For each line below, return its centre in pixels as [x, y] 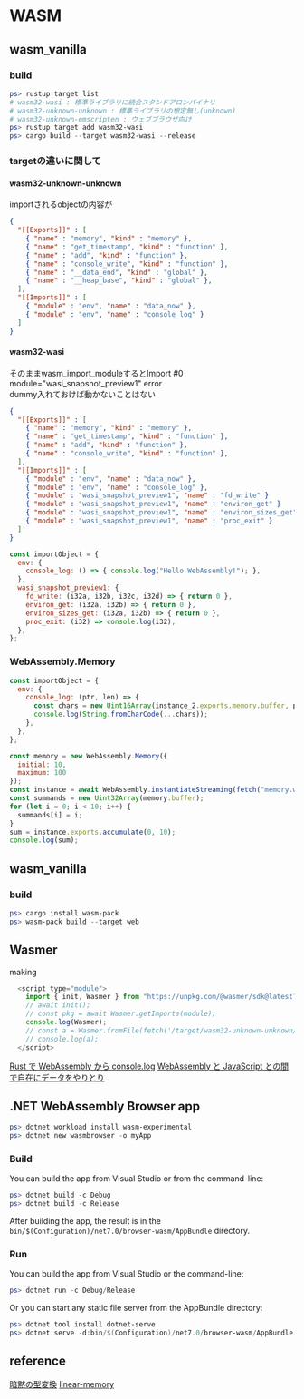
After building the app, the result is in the [85, 1221]
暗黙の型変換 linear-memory [62, 1384]
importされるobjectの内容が [61, 204]
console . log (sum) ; [44, 840]
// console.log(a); [62, 1039]
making [24, 972]
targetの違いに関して [55, 161]
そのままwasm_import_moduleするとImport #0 [96, 373]
